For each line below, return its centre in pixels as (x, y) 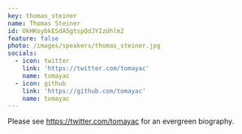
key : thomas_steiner (43, 16)
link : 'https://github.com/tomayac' (84, 91)
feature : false (33, 38)
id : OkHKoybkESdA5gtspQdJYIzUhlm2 (66, 31)
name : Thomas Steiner (44, 23)
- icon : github (41, 83)
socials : (22, 53)
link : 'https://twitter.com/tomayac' (86, 69)
